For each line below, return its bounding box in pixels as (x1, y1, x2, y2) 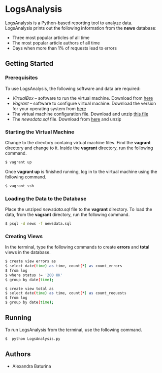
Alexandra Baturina (12, 363, 51, 369)
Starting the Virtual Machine (5, 128, 75, 135)
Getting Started (5, 59, 54, 68)
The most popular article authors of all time (12, 40, 100, 45)
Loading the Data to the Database (5, 195, 87, 202)
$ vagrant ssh (5, 183, 34, 188)
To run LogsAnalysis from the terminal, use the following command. (5, 327, 142, 332)
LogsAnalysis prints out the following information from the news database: (5, 25, 157, 31)
